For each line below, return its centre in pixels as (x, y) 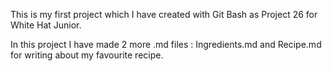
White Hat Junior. (46, 25)
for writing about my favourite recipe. (87, 55)
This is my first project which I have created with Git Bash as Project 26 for (164, 14)
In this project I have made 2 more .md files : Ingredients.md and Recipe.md (166, 44)
